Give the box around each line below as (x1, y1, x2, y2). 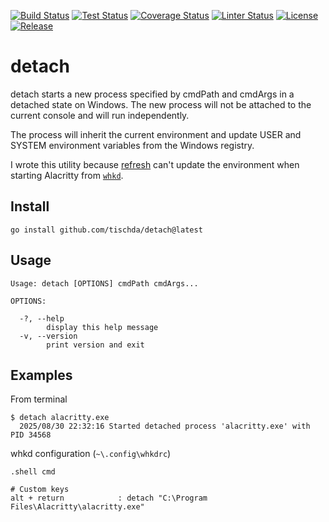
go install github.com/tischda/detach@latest (10, 225, 203, 235)
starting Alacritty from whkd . (10, 169, 124, 181)
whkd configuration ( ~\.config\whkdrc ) (10, 448, 172, 460)
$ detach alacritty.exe (10, 413, 110, 423)
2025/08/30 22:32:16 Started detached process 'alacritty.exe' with (19, 421, 311, 432)
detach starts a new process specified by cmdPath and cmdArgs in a (10, 88, 295, 100)
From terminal (10, 393, 68, 405)
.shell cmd (10, 467, 56, 477)
